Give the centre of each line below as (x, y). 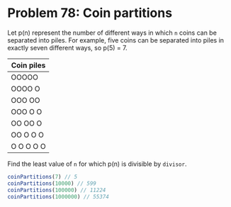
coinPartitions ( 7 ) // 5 (43, 177)
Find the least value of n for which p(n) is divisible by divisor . (97, 164)
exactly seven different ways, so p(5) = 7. (67, 47)
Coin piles (28, 65)
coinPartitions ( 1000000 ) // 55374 (58, 196)
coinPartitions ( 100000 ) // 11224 (57, 190)
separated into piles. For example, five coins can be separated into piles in (116, 40)
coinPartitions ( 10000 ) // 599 (52, 183)
